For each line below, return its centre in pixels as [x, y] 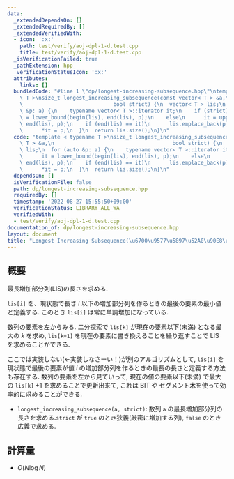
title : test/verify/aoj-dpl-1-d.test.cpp [80, 53]
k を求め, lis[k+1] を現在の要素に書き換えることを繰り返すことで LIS [120, 336]
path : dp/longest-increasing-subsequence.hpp [81, 189]
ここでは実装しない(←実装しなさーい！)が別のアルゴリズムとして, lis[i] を [116, 359]
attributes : [31, 78]
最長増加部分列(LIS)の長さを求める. [57, 289]
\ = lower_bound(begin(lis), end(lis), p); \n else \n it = [118, 117]
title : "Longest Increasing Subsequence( [68, 241]
